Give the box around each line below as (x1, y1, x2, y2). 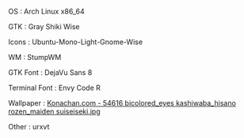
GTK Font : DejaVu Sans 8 (8, 68, 93, 77)
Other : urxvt (8, 122, 50, 131)
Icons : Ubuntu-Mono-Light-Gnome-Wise (8, 37, 143, 47)
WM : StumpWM (8, 53, 62, 62)
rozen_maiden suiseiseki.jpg (8, 106, 101, 116)
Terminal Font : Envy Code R (8, 83, 101, 92)
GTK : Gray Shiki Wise (8, 22, 80, 31)
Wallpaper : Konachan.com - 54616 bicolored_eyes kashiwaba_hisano (8, 99, 236, 107)
